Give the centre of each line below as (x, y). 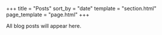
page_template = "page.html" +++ (48, 15)
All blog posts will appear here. (44, 26)
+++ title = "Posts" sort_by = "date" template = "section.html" (81, 8)
